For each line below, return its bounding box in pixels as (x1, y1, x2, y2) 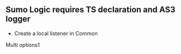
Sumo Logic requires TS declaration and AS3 (5, 5, 176, 15)
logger (5, 14, 31, 24)
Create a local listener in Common (14, 30, 98, 37)
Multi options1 (5, 41, 40, 48)
